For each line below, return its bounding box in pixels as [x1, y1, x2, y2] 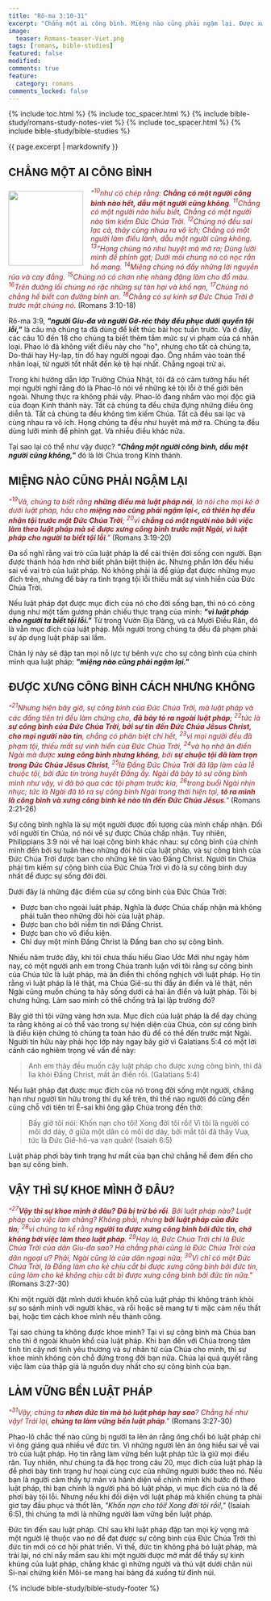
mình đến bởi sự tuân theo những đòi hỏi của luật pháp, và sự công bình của [8, 845, 261, 855]
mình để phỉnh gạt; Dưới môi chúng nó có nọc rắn [90, 252, 256, 262]
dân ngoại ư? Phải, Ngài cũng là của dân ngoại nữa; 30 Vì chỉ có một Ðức [8, 1252, 252, 1262]
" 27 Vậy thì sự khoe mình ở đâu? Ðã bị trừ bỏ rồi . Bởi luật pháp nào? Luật [8, 1205, 252, 1215]
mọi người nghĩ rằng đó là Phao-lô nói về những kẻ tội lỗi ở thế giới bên [8, 383, 244, 393]
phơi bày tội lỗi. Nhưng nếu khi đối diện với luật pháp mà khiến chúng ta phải [8, 1492, 263, 1502]
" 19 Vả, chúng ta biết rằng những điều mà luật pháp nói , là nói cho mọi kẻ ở [8, 495, 260, 506]
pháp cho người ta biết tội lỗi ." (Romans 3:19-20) [8, 533, 172, 542]
